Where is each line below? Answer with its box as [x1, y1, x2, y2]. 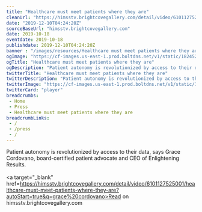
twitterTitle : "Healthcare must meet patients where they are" [6, 70, 168, 76]
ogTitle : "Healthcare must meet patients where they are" [6, 59, 155, 65]
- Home [8, 98, 26, 104]
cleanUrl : [6, 14, 31, 20]
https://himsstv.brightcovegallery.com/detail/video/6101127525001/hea [19, 180, 195, 187]
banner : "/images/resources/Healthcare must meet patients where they [6, 48, 189, 54]
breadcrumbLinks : [6, 115, 50, 121]
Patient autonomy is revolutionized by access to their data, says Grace [6, 148, 180, 155]
